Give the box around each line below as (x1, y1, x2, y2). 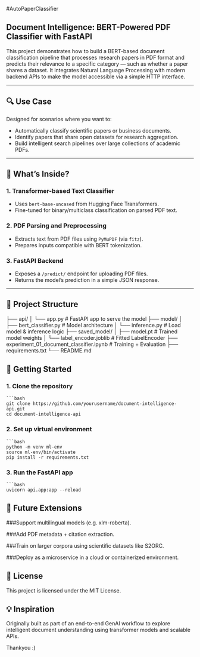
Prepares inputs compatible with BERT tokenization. (14, 241, 142, 248)
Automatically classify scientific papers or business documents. (14, 127, 171, 134)
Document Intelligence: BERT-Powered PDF (6, 22, 171, 32)
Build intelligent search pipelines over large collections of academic (14, 140, 180, 147)
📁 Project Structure (6, 299, 79, 309)
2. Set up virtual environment (6, 425, 92, 434)
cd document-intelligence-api (6, 412, 82, 417)
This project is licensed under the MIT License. (6, 587, 121, 594)
